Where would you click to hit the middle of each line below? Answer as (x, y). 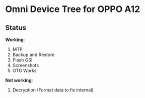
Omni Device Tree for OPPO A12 (73, 9)
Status (16, 28)
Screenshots (26, 65)
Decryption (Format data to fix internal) (53, 90)
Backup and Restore (33, 54)
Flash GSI (22, 60)
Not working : (19, 80)
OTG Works (24, 70)
